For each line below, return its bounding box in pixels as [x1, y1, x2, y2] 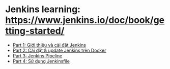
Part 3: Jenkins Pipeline [12, 52, 63, 59]
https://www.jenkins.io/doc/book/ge [5, 14, 165, 26]
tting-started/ [5, 25, 65, 37]
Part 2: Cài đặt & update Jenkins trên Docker [12, 47, 106, 53]
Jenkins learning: [5, 4, 80, 15]
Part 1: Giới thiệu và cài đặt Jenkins [12, 42, 87, 48]
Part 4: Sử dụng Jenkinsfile [12, 58, 70, 64]
